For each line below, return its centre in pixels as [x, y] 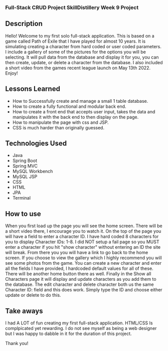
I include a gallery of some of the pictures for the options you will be [76, 52]
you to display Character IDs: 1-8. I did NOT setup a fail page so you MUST [82, 242]
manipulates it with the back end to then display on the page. [75, 117]
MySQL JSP [25, 177]
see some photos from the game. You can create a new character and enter [83, 263]
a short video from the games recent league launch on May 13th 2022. [78, 68]
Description [24, 24]
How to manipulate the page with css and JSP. [60, 122]
